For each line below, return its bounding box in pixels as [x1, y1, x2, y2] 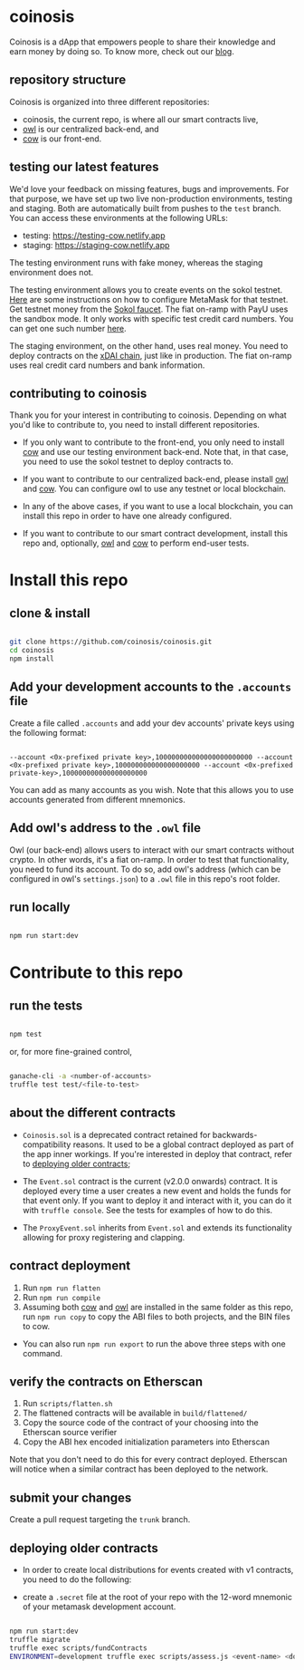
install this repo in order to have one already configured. [22, 510, 233, 522]
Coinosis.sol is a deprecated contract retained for [22, 1129, 211, 1140]
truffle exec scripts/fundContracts [9, 1643, 147, 1653]
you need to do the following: [22, 1574, 132, 1585]
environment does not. [9, 266, 94, 277]
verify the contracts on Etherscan [9, 1374, 204, 1389]
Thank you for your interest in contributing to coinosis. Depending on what [9, 410, 287, 420]
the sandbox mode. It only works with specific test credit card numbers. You [9, 313, 294, 323]
